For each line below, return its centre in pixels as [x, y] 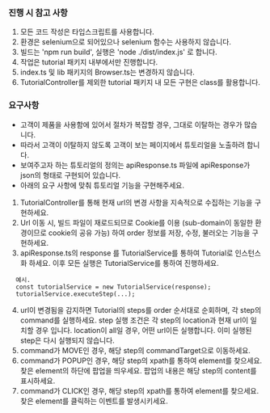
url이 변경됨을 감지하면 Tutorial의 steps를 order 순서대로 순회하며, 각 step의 [141, 310]
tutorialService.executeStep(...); [76, 294]
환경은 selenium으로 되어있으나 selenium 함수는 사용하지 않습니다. [126, 42]
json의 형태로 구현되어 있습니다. [70, 175]
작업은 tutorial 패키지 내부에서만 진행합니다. [89, 62]
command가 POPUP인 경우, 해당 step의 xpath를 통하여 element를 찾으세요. [141, 360]
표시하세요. [38, 381]
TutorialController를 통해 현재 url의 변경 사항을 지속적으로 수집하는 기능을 [136, 202]
